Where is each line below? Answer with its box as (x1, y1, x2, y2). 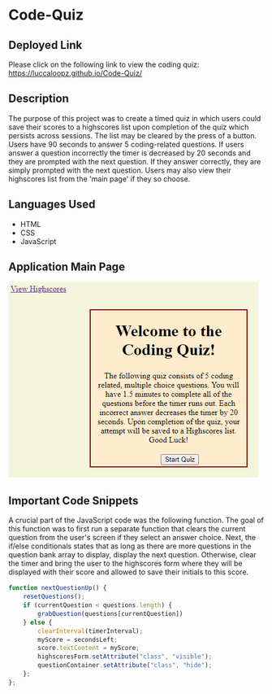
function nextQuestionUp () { (8, 584, 107, 592)
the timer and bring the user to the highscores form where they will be (8, 559, 243, 569)
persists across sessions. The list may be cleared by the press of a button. (8, 130, 257, 140)
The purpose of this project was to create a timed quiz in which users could (8, 113, 261, 123)
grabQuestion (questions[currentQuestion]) (37, 609, 183, 618)
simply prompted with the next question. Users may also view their (8, 165, 231, 175)
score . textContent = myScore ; (37, 644, 140, 653)
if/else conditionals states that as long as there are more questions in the (8, 541, 252, 551)
